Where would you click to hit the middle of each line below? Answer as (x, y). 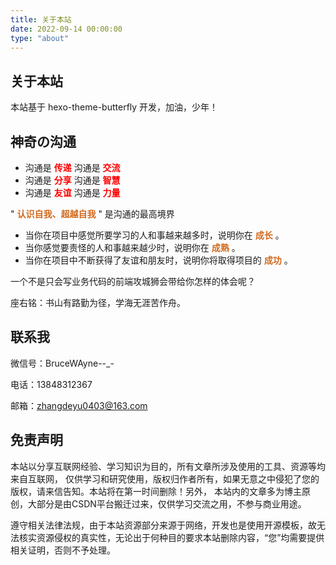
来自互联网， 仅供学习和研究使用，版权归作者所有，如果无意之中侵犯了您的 (165, 478)
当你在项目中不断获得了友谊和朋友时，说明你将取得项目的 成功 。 (158, 260)
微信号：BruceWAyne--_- (62, 363)
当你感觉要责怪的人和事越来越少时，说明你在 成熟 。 (132, 247)
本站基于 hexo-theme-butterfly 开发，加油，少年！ (114, 107)
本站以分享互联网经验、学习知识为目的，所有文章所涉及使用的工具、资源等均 (168, 466)
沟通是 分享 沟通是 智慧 (72, 180)
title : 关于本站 (41, 19)
